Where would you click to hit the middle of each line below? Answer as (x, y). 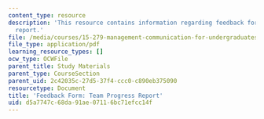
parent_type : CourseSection (54, 74)
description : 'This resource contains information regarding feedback (126, 23)
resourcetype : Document (47, 88)
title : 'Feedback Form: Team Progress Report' (86, 96)
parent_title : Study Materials (59, 67)
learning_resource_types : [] (56, 52)
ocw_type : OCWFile (38, 59)
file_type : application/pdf (54, 45)
